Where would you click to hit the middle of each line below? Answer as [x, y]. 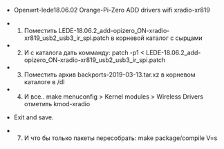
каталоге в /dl [44, 82]
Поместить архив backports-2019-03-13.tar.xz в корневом [110, 74]
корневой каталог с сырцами [159, 38]
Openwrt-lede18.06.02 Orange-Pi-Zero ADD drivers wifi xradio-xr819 [112, 10]
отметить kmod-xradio [57, 104]
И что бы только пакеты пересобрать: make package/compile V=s [121, 138]
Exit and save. [34, 117]
